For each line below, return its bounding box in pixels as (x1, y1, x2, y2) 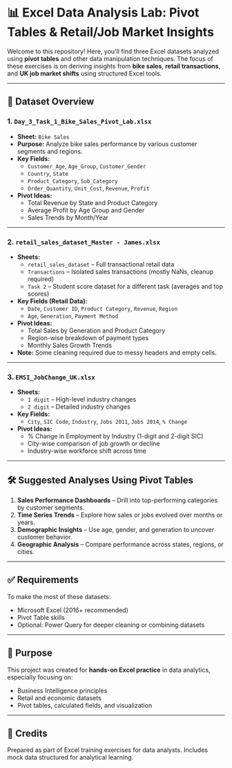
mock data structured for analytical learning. (7, 753, 134, 762)
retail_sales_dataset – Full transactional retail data (27, 260, 175, 268)
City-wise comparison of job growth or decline (27, 440, 160, 448)
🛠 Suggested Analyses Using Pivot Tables (7, 474, 193, 486)
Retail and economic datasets (17, 693, 101, 702)
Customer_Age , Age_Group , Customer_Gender (27, 161, 146, 170)
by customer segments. (17, 503, 85, 512)
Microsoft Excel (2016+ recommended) (17, 606, 129, 614)
